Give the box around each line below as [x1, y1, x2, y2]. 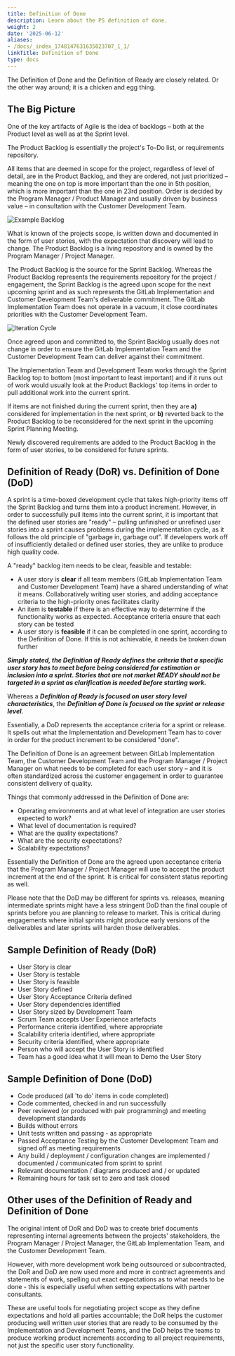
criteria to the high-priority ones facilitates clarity [17, 598, 160, 606]
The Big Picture [7, 103, 76, 115]
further [17, 642, 39, 651]
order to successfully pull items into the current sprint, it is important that [7, 510, 219, 519]
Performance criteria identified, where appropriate [17, 1022, 163, 1031]
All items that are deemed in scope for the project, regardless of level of [7, 164, 215, 172]
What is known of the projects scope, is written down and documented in [7, 229, 219, 237]
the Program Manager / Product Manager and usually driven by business [7, 194, 217, 203]
